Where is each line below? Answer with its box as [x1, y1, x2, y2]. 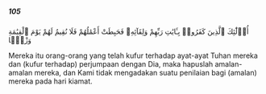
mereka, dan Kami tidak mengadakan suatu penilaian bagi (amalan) [34, 67, 258, 77]
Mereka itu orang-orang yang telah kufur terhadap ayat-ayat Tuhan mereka [8, 51, 258, 60]
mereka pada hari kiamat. [8, 76, 93, 86]
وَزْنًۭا [8, 35, 32, 44]
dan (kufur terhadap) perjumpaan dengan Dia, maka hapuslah [8, 59, 214, 68]
